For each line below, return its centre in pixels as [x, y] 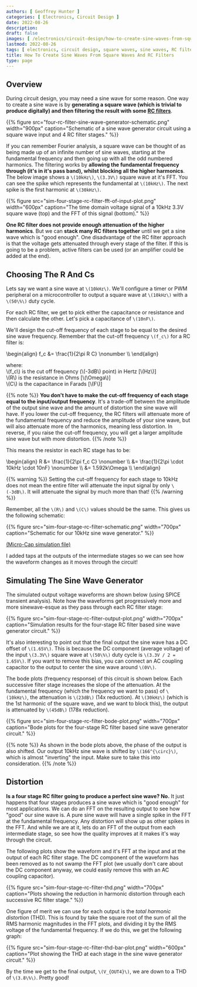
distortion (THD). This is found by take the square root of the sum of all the [96, 917]
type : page [19, 60]
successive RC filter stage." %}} [45, 900]
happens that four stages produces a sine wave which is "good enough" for [98, 802]
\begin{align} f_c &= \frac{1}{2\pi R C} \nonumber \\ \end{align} [82, 354]
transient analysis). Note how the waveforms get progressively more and [94, 601]
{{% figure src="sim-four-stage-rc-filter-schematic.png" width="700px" [94, 527]
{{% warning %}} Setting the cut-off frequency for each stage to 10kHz [92, 479]
